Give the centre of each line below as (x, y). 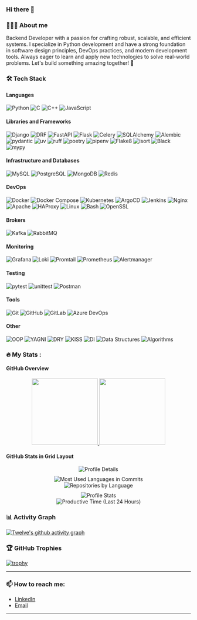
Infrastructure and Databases (43, 161)
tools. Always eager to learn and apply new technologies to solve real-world (98, 57)
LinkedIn (25, 599)
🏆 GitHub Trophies (34, 548)
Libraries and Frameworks (39, 121)
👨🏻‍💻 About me (27, 25)
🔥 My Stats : (24, 354)
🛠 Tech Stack (26, 79)
